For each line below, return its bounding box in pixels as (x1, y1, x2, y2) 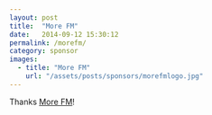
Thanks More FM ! (9, 96, 75, 107)
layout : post (9, 13, 59, 22)
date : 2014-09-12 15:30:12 (9, 30, 119, 39)
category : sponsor (9, 47, 78, 56)
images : (9, 55, 39, 64)
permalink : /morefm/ (9, 38, 88, 48)
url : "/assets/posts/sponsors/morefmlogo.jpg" (25, 72, 204, 81)
